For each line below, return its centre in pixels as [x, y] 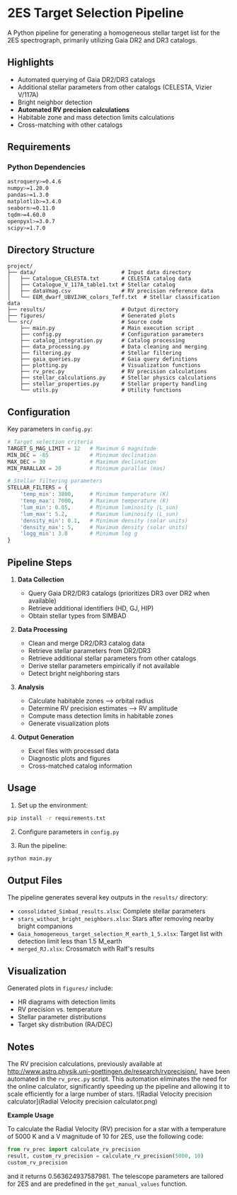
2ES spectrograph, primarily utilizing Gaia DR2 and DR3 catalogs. [102, 40]
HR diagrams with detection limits [67, 1002]
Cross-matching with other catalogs [70, 125]
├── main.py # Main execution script [107, 328]
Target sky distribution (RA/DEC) [65, 1024]
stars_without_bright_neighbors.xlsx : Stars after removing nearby [116, 919]
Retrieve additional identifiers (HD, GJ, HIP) [91, 608]
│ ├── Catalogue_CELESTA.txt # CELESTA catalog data [99, 279]
